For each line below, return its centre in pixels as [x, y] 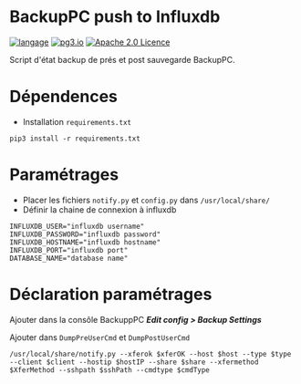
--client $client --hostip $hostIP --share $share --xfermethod [134, 362]
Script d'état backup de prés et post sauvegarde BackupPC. [122, 59]
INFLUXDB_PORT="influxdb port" [69, 250]
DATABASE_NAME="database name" [69, 258]
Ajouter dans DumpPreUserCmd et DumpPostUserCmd [99, 337]
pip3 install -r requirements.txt [75, 139]
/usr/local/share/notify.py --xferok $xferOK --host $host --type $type [150, 354]
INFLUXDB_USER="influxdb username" [77, 226]
